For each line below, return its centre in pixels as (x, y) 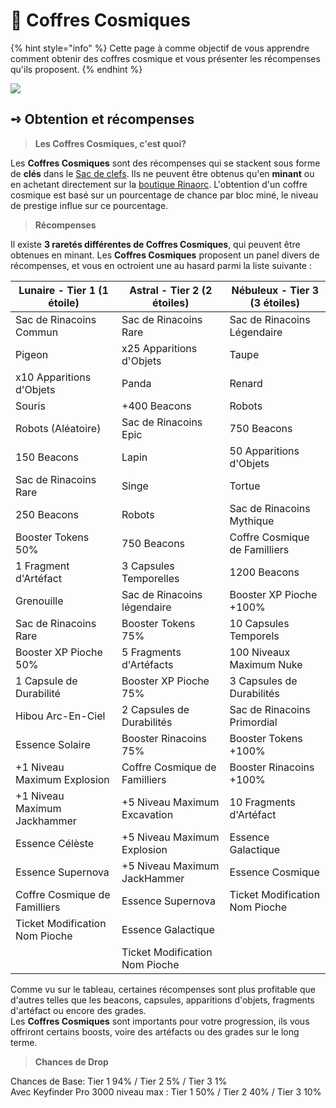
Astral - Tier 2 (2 (171, 290)
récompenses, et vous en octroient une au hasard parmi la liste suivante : (161, 265)
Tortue (245, 486)
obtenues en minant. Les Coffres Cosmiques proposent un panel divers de (165, 255)
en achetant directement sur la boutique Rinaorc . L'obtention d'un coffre (159, 184)
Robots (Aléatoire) (58, 428)
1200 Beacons (264, 572)
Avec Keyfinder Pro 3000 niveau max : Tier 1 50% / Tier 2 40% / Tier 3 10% (166, 1091)
